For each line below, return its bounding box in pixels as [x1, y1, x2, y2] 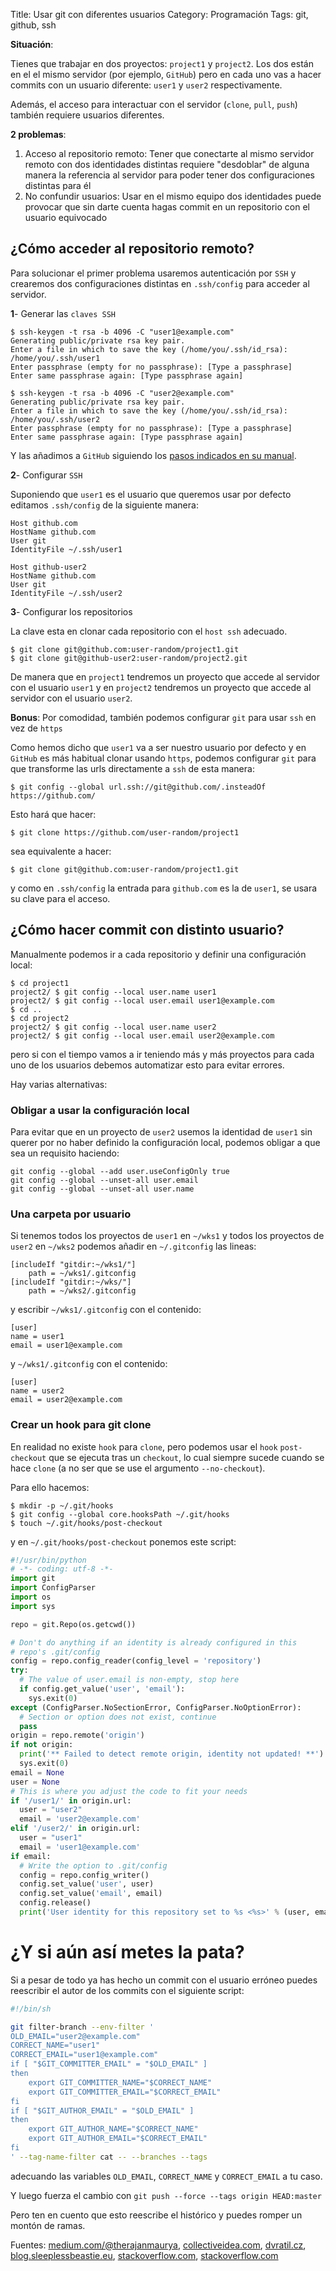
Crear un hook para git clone [10, 1418, 152, 1432]
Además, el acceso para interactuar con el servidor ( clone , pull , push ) [10, 99, 298, 110]
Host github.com [10, 518, 78, 528]
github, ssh [10, 19, 57, 31]
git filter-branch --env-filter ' [10, 2022, 155, 2032]
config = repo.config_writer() [19, 1870, 150, 1880]
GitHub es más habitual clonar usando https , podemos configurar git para [10, 752, 317, 764]
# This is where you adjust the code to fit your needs [10, 1786, 248, 1796]
